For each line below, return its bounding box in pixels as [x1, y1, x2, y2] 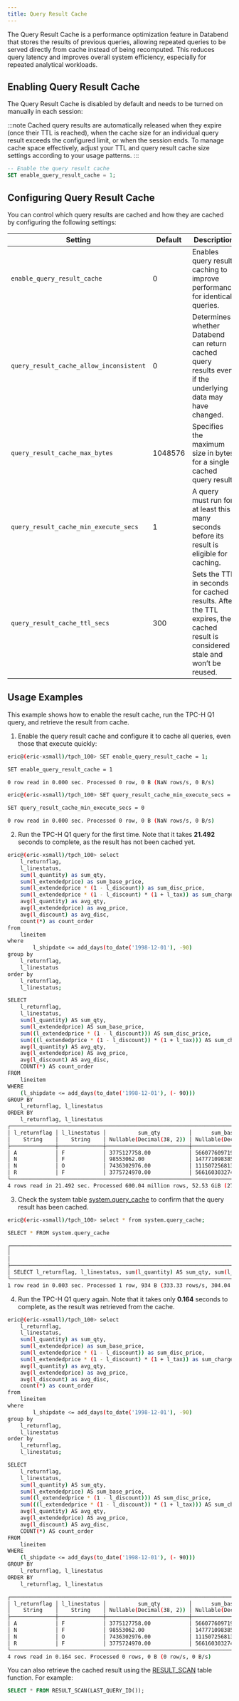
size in [191, 448, 214, 458]
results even [191, 365, 233, 375]
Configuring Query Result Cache [7, 192, 155, 204]
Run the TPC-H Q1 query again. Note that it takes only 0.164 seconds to [17, 1294, 228, 1304]
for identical [191, 291, 233, 301]
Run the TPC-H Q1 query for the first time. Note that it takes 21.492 [17, 831, 216, 839]
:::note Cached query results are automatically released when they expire [7, 121, 222, 130]
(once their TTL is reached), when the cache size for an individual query [7, 129, 219, 137]
